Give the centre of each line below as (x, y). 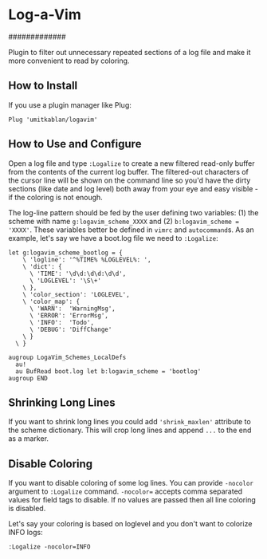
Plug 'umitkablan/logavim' (53, 120)
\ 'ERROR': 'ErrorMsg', (69, 315)
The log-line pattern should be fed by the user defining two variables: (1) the (133, 212)
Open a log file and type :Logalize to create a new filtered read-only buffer (132, 163)
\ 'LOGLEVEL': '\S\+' (65, 281)
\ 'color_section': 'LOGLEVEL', (76, 294)
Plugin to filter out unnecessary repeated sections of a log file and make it (130, 52)
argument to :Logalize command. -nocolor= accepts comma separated (126, 491)
